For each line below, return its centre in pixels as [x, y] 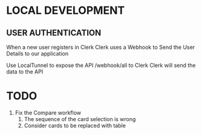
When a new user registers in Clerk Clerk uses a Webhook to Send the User [101, 47]
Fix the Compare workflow [48, 113]
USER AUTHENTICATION [54, 33]
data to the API [25, 72]
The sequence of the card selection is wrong [80, 119]
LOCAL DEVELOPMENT [66, 11]
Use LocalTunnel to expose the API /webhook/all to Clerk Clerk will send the [101, 65]
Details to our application [37, 54]
